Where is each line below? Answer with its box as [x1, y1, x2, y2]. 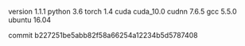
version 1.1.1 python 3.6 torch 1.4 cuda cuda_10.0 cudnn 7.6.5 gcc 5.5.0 [8, 7, 237, 16]
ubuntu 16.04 [8, 15, 52, 25]
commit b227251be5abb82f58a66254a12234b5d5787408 [8, 31, 199, 40]
